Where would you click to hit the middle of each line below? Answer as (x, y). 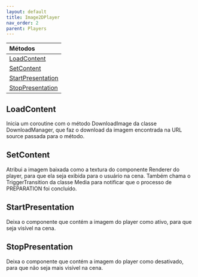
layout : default (26, 12)
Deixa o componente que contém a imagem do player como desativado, (95, 261)
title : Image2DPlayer (33, 17)
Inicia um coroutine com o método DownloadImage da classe (82, 124)
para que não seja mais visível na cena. (55, 267)
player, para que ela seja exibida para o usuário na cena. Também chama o (98, 176)
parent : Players (26, 28)
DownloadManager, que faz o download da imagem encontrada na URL (94, 130)
